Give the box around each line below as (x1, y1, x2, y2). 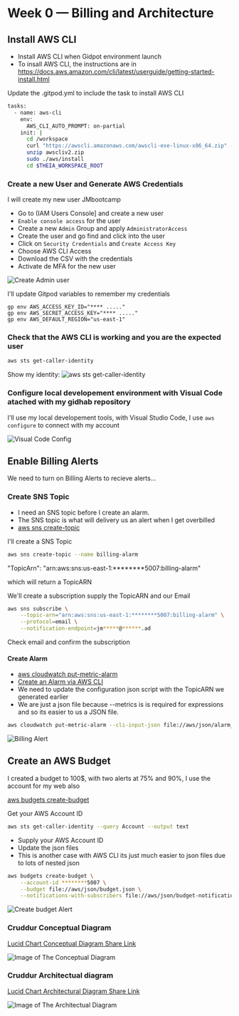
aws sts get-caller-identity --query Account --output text (7, 823, 190, 830)
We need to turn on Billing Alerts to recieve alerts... (7, 474, 156, 482)
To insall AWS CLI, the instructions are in (17, 60, 137, 68)
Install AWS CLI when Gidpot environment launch (17, 52, 162, 61)
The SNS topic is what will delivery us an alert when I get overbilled (17, 515, 216, 524)
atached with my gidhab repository (7, 397, 132, 407)
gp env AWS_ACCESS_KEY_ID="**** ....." (7, 304, 126, 311)
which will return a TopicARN (7, 577, 92, 586)
